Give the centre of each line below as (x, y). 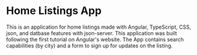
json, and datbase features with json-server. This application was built (92, 33)
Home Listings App (54, 11)
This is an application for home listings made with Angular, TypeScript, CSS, (98, 27)
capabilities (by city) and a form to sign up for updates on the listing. (89, 46)
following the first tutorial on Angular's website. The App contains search (95, 39)
